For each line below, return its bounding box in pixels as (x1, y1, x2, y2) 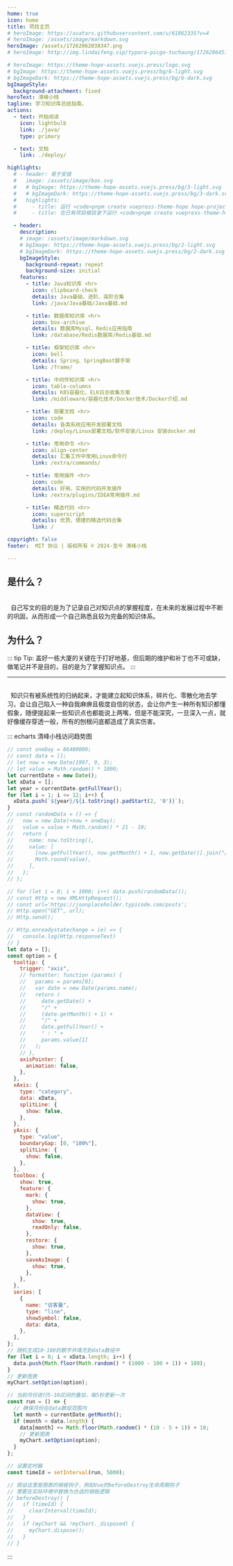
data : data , (25, 1321, 60, 1328)
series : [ (13, 1288, 42, 1296)
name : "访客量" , (25, 1302, 70, 1309)
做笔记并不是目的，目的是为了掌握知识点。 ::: (7, 662, 137, 671)
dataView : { (25, 1211, 60, 1218)
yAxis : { (13, 1127, 39, 1134)
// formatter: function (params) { (19, 972, 123, 979)
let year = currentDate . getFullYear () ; (7, 785, 123, 792)
